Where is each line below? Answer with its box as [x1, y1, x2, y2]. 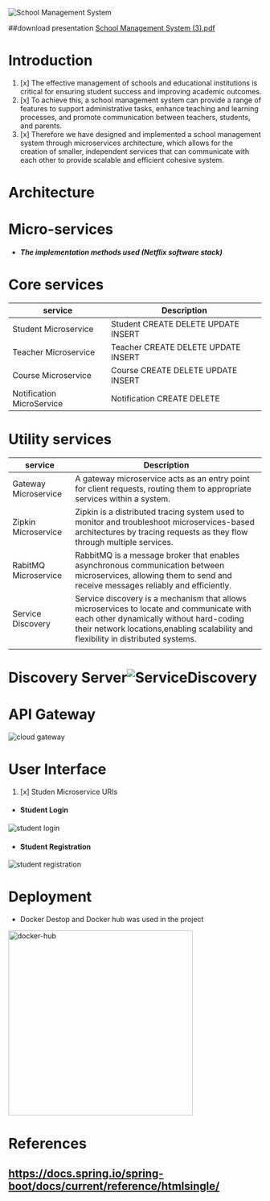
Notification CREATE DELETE [111, 393, 220, 404]
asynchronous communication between [75, 559, 225, 571]
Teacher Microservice [12, 347, 95, 358]
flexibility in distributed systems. [75, 633, 197, 644]
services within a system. [75, 492, 171, 504]
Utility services [8, 430, 112, 449]
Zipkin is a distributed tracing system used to [75, 506, 245, 517]
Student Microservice [12, 323, 94, 335]
